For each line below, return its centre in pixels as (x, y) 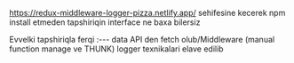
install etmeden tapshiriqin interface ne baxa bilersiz (105, 22)
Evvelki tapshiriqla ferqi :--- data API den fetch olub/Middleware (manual (142, 39)
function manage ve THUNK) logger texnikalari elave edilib (116, 49)
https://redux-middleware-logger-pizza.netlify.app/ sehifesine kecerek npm (147, 13)
